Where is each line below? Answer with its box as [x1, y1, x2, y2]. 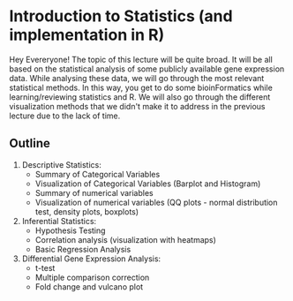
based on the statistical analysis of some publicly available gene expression [9, 64, 285, 74]
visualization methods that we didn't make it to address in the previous [9, 101, 266, 111]
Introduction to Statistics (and [9, 6, 233, 26]
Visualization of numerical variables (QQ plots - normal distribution [34, 197, 278, 207]
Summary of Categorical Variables [34, 169, 161, 179]
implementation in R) [9, 25, 165, 45]
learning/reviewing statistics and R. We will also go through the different [9, 91, 271, 102]
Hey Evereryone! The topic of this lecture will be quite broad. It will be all [9, 54, 274, 64]
